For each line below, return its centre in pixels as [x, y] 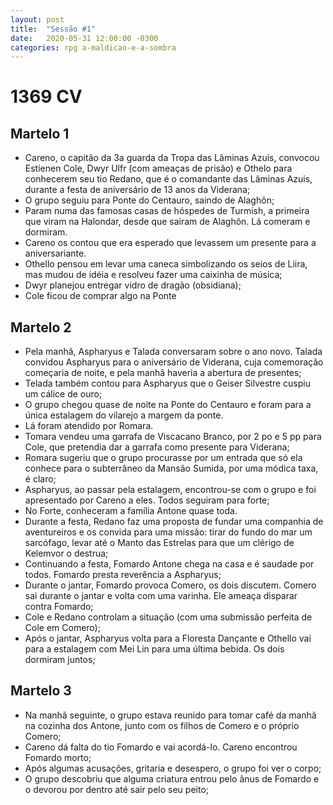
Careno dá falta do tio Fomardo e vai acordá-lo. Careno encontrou [161, 747]
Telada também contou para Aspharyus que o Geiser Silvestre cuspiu [167, 383]
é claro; [40, 479]
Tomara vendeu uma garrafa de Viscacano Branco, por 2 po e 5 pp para [173, 437]
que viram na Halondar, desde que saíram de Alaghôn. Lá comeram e [167, 222]
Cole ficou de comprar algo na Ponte [100, 296]
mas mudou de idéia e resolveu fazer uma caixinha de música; [153, 275]
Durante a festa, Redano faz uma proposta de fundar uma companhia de [174, 522]
